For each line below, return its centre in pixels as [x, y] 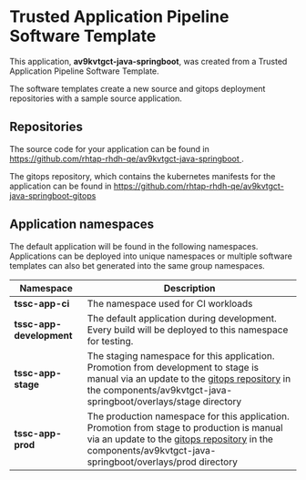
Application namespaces [82, 225]
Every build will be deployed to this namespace [188, 330]
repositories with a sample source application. [96, 98]
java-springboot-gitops [53, 195]
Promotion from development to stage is [173, 367]
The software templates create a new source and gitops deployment [138, 88]
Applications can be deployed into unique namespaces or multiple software [151, 256]
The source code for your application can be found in [109, 148]
